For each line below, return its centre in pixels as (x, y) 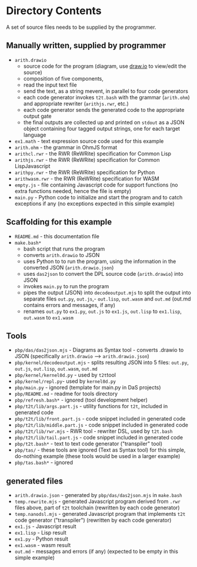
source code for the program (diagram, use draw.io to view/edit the (105, 66)
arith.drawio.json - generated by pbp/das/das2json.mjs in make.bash (98, 495)
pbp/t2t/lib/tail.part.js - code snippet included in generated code (99, 438)
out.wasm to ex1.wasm (48, 317)
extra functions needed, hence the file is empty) (73, 191)
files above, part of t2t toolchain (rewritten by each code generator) (97, 508)
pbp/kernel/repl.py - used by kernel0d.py (65, 381)
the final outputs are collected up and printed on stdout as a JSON (104, 122)
